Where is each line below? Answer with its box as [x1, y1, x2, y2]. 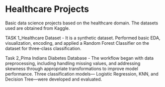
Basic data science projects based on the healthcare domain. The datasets [5, 20, 158, 26]
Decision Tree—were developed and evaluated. [5, 76, 102, 82]
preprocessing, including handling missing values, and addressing [5, 60, 141, 66]
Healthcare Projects [5, 3, 89, 15]
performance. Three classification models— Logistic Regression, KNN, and [5, 71, 159, 77]
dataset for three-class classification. [5, 45, 82, 51]
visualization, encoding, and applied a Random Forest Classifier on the [5, 40, 149, 46]
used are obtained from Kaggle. [5, 25, 70, 31]
